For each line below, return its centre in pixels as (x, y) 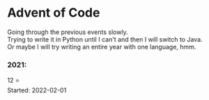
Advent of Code (54, 13)
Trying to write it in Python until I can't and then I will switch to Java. (105, 39)
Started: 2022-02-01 (37, 90)
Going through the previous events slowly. (68, 32)
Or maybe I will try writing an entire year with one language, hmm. (102, 47)
